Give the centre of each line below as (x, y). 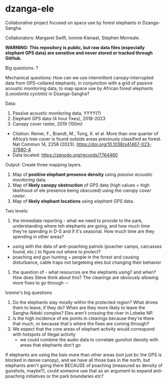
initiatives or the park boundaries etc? (65, 376)
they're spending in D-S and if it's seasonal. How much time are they (83, 231)
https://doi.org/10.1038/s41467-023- (114, 144)
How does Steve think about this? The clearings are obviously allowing (86, 277)
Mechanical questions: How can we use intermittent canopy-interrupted (79, 77)
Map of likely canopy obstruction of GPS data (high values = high (81, 185)
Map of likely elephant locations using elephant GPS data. (73, 201)
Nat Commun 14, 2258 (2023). (44, 144)
